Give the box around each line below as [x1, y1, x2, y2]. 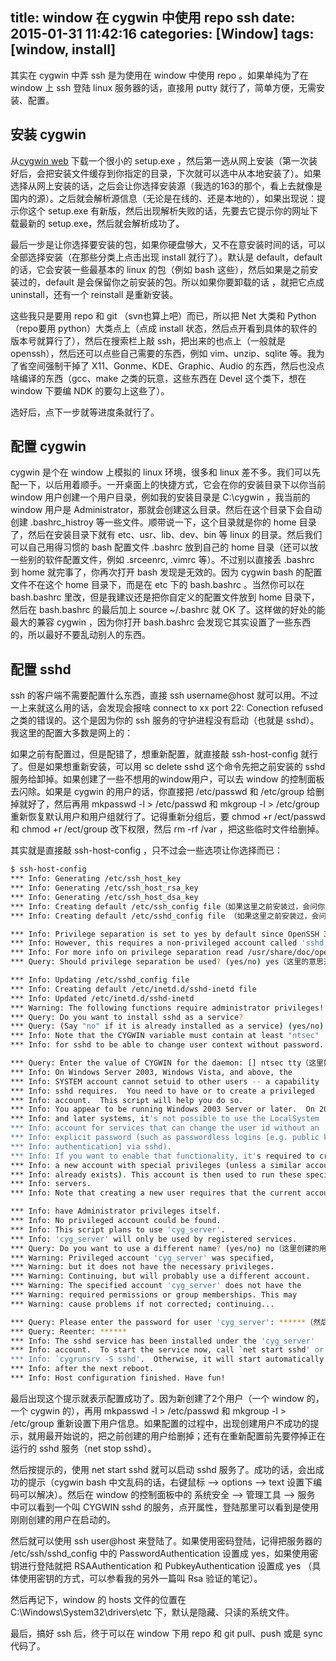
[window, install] [10, 41, 117, 58]
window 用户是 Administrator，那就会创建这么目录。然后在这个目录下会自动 [10, 504, 322, 516]
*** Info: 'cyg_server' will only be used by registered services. [10, 1234, 298, 1244]
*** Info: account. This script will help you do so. [10, 1095, 244, 1105]
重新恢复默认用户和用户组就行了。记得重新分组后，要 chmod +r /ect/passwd [10, 811, 326, 823]
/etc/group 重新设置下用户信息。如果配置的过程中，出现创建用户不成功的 [10, 1417, 311, 1429]
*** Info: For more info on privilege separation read [10, 948, 244, 958]
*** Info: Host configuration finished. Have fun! [10, 1373, 226, 1383]
